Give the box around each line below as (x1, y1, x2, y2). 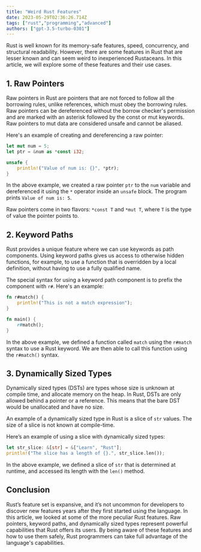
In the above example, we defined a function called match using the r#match (6, 338, 192, 346)
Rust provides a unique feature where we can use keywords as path (6, 245, 174, 253)
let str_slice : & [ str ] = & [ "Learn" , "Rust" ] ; (6, 445, 122, 451)
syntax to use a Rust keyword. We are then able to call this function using (6, 344, 188, 352)
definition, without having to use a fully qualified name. (6, 265, 142, 272)
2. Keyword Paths (6, 229, 74, 240)
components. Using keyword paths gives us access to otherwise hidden (6, 252, 184, 259)
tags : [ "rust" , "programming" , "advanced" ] (6, 20, 112, 26)
